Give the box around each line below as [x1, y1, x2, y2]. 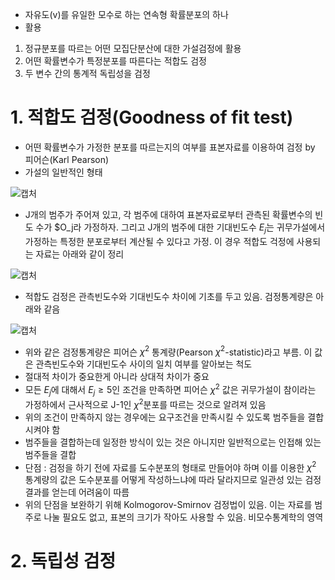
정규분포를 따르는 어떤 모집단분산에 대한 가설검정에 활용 [24, 43, 242, 54]
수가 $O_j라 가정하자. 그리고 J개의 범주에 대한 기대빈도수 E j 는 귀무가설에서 [35, 221, 326, 235]
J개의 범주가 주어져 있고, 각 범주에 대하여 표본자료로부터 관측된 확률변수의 [24, 208, 313, 220]
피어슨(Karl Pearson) [24, 153, 110, 165]
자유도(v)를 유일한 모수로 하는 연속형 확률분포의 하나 [24, 9, 229, 20]
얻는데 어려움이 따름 [51, 486, 130, 498]
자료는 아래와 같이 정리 [35, 248, 125, 260]
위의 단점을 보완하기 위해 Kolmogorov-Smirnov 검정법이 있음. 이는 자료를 [24, 499, 313, 511]
